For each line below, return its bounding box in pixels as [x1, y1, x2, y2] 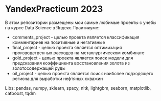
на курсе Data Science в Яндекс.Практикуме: [5, 24, 100, 30]
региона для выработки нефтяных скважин [12, 76, 103, 81]
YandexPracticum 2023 [5, 3, 103, 15]
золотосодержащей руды [12, 65, 66, 71]
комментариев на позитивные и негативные [12, 39, 105, 45]
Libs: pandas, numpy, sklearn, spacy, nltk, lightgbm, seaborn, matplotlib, [5, 85, 151, 91]
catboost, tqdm [5, 90, 36, 96]
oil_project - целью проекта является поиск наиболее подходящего [12, 70, 154, 76]
